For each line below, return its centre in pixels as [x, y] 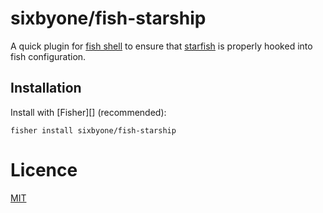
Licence [44, 169]
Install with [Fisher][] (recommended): [88, 112]
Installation [46, 88]
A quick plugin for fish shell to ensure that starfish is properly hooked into [161, 46]
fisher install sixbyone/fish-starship [93, 130]
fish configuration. [48, 56]
